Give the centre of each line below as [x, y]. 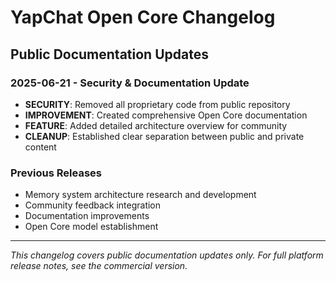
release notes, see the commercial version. [99, 266]
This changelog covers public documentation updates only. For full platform [167, 255]
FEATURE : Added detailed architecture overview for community [156, 125]
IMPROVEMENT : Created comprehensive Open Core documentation [166, 115]
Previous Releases [56, 173]
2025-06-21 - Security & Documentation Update [130, 83]
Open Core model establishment [91, 227]
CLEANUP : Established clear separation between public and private [164, 136]
